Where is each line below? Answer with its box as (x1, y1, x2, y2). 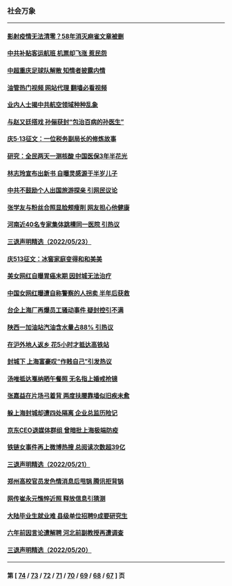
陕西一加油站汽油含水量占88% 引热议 (7, 323, 114, 331)
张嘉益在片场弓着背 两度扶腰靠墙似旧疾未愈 (7, 392, 130, 400)
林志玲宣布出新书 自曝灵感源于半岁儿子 (7, 169, 118, 177)
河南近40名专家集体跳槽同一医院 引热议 (7, 220, 120, 229)
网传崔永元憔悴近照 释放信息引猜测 (7, 494, 106, 502)
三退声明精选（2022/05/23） (7, 237, 92, 246)
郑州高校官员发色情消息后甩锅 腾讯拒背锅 (7, 477, 124, 486)
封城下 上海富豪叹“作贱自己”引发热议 (7, 358, 113, 366)
